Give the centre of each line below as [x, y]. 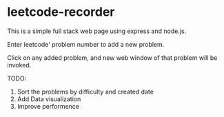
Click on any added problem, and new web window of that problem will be [112, 57]
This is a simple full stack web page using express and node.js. [97, 31]
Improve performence [48, 106]
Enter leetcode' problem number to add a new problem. [86, 44]
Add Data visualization [49, 99]
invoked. [19, 65]
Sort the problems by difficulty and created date [85, 92]
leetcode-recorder [61, 12]
